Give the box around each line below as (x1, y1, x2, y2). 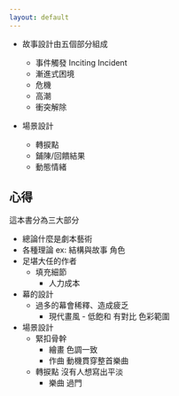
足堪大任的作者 (21, 256, 77, 267)
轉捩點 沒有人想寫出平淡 (35, 367, 124, 377)
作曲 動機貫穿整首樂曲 (48, 355, 129, 366)
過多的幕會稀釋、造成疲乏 (35, 300, 129, 311)
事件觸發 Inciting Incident (35, 57, 128, 67)
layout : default (9, 12, 69, 22)
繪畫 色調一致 (48, 345, 98, 355)
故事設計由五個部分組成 (21, 38, 108, 49)
